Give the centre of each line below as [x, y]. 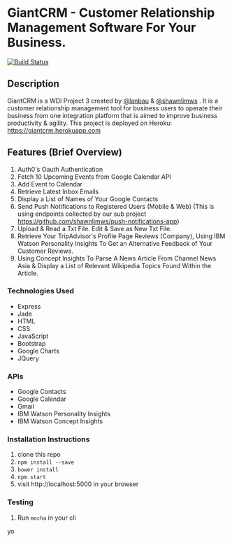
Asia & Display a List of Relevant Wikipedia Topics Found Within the [114, 265]
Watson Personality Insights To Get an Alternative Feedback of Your [115, 243]
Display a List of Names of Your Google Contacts [88, 199]
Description [33, 84]
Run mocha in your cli [46, 518]
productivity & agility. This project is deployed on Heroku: [90, 123]
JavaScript [33, 336]
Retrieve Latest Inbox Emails [58, 191]
